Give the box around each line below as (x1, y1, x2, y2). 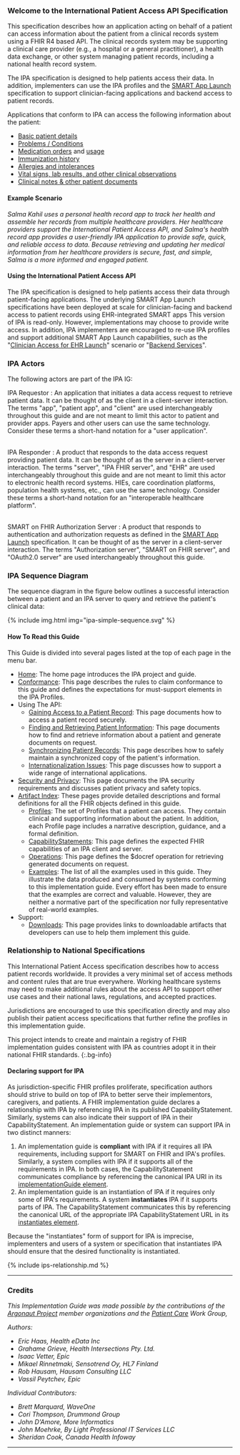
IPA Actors (7, 358, 45, 368)
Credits (7, 1285, 34, 1295)
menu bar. (7, 656, 37, 665)
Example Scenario (7, 194, 63, 202)
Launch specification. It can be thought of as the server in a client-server (7, 538, 223, 546)
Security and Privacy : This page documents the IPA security (17, 776, 195, 785)
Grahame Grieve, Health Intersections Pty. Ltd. (17, 1344, 156, 1353)
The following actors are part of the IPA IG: (7, 374, 133, 383)
